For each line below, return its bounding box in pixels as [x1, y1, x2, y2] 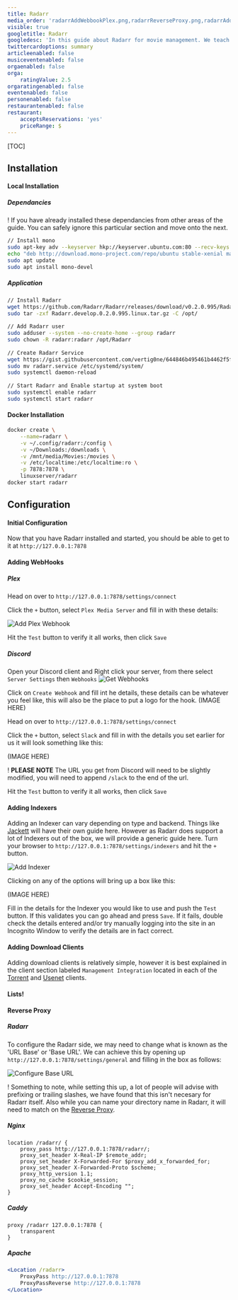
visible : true [7, 23, 50, 30]
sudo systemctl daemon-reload [7, 369, 97, 376]
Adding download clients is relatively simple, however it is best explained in [7, 959, 227, 967]
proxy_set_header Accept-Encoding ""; [20, 1182, 135, 1190]
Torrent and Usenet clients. [7, 974, 87, 982]
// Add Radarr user [7, 323, 65, 330]
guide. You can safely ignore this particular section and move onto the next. [7, 224, 228, 232]
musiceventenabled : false [7, 57, 84, 64]
